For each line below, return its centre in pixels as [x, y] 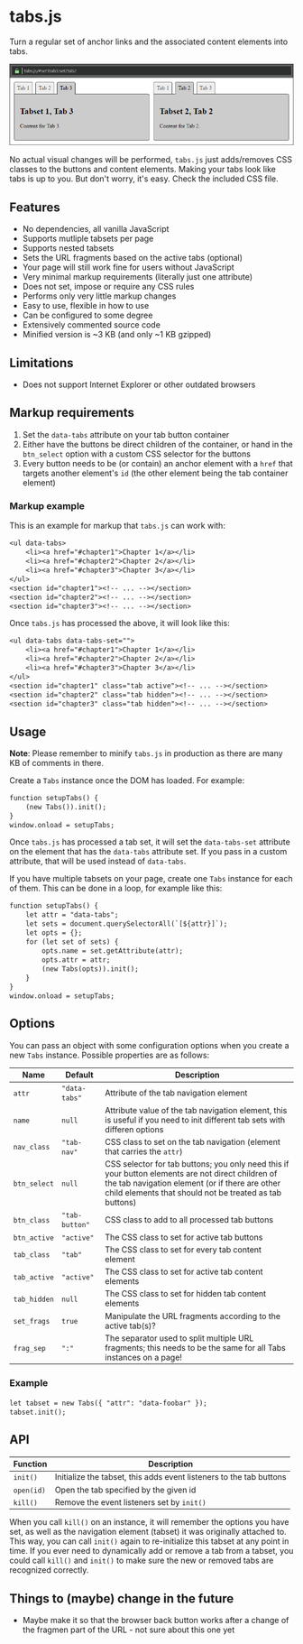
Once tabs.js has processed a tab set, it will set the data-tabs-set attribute [150, 842]
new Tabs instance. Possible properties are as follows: [110, 1055]
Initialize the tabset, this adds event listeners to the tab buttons [170, 1477]
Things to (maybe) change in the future [122, 1598]
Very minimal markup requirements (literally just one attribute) [138, 277]
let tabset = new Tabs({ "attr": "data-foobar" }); [108, 1403]
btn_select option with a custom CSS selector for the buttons [136, 454]
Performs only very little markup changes [99, 296]
